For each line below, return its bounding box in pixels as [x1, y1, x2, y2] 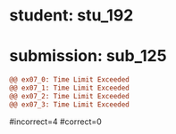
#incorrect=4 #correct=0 [9, 116, 103, 127]
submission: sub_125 [9, 46, 167, 67]
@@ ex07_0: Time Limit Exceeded [9, 75, 130, 84]
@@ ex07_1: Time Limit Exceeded [9, 83, 130, 92]
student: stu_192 [9, 5, 134, 26]
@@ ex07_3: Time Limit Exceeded [9, 99, 130, 109]
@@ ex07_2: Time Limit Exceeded [9, 91, 130, 100]
